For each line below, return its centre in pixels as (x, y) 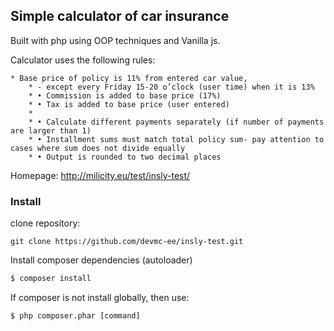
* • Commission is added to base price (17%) (125, 95)
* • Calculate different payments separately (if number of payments (176, 122)
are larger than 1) (51, 130)
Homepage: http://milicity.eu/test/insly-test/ (100, 175)
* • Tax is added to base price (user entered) (129, 104)
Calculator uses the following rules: (83, 60)
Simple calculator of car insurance (120, 16)
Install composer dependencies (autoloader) (101, 260)
